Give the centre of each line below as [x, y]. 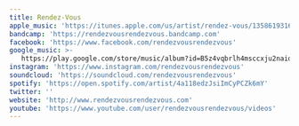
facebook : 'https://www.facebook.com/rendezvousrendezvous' [123, 42]
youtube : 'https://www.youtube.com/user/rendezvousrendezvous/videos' [143, 108]
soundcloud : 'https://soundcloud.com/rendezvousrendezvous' [123, 75]
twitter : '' [31, 91]
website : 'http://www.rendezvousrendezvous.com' [101, 100]
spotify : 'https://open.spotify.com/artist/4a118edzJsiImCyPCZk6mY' [139, 83]
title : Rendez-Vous [45, 17]
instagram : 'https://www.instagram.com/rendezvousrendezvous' [127, 67]
